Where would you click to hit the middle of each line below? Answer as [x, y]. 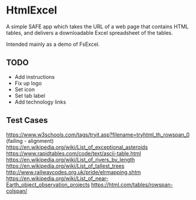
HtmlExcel [32, 10]
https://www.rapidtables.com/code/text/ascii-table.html [74, 153]
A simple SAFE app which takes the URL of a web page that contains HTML [97, 26]
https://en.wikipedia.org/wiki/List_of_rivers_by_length [71, 159]
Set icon [25, 89]
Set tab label [30, 95]
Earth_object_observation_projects [48, 184]
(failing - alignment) [30, 141]
